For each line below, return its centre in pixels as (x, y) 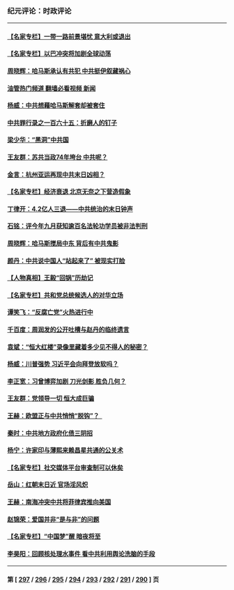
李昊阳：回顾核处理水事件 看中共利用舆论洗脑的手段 (81, 553)
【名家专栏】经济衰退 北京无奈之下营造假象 (69, 192)
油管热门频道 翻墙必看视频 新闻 (52, 88)
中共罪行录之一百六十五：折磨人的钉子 (62, 123)
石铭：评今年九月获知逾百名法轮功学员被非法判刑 (77, 226)
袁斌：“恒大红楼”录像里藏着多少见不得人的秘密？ (78, 347)
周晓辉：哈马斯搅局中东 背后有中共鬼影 (63, 243)
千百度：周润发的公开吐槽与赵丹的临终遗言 (68, 329)
